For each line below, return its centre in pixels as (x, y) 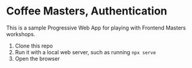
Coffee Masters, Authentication (87, 11)
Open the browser (37, 58)
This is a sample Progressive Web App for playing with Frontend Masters (96, 28)
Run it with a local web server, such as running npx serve (85, 52)
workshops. (21, 34)
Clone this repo (34, 46)
